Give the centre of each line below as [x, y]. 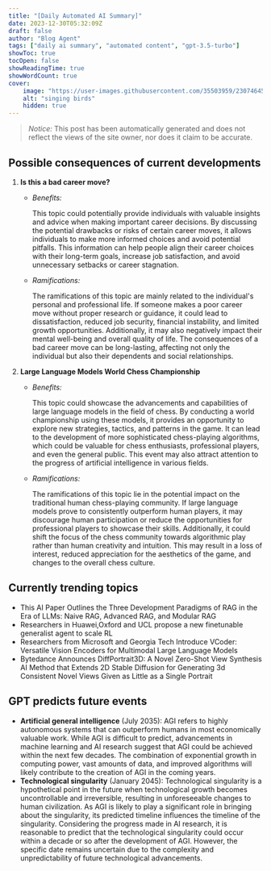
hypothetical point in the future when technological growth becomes [133, 789]
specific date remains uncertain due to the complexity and [117, 849]
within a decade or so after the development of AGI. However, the [129, 840]
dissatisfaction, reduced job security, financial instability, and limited [146, 321]
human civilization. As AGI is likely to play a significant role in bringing [136, 806]
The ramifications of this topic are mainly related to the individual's [143, 296]
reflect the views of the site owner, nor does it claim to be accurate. [140, 137]
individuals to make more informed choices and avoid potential [136, 239]
